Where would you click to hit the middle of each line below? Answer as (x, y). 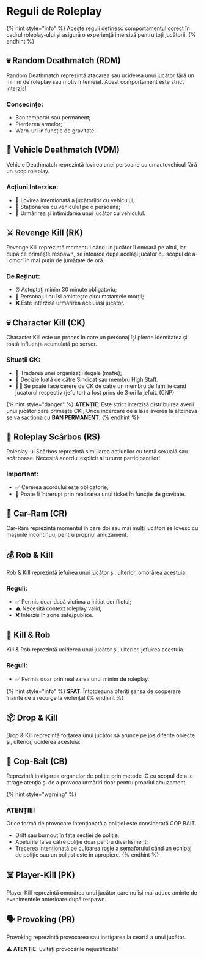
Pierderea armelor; (39, 124)
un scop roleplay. (28, 171)
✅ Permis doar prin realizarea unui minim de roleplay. (82, 679)
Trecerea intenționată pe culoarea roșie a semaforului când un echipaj (103, 848)
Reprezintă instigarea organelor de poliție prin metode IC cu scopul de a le (100, 776)
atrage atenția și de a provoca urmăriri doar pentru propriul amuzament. (97, 783)
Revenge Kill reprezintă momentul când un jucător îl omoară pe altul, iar (96, 247)
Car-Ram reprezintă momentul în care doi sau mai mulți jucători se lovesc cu (102, 528)
